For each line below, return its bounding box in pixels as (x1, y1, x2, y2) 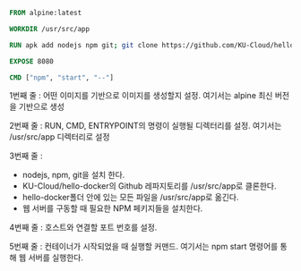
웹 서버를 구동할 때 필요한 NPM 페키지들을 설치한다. (21, 203, 203, 214)
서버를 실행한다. (28, 252, 83, 263)
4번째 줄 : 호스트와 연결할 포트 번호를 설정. (9, 222, 158, 233)
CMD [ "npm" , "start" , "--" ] (9, 72, 115, 82)
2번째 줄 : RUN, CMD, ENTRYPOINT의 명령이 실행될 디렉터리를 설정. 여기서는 (9, 121, 282, 131)
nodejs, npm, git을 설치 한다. (21, 170, 125, 181)
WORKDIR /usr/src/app (9, 24, 90, 33)
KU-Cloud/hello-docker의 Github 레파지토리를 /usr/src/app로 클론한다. (21, 181, 277, 191)
